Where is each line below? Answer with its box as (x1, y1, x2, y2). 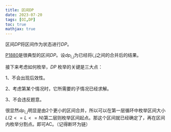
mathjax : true (5, 27, 36, 32)
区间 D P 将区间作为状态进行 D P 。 (5, 41, 72, 48)
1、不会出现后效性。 (5, 75, 48, 81)
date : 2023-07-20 (5, 12, 43, 17)
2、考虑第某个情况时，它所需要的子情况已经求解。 (5, 85, 112, 92)
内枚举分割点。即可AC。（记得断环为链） (5, 121, 91, 127)
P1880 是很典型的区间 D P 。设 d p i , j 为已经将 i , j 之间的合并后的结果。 (5, 52, 142, 59)
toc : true (5, 21, 27, 27)
